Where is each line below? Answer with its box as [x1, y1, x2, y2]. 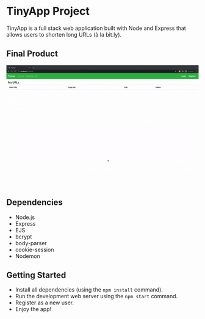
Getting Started [6, 270, 67, 280]
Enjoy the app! [15, 306, 52, 313]
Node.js [15, 213, 35, 221]
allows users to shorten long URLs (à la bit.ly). [6, 30, 122, 38]
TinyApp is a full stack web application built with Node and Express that [6, 24, 186, 32]
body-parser [15, 239, 47, 246]
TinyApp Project [6, 4, 90, 18]
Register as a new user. [15, 299, 74, 306]
